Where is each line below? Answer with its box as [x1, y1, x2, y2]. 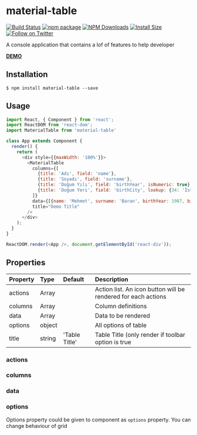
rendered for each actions [94, 292, 167, 301]
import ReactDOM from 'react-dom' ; [6, 122, 93, 128]
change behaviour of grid [6, 422, 67, 429]
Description [94, 275, 128, 283]
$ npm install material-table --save [6, 85, 98, 91]
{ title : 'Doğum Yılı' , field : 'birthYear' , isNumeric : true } [37, 182, 191, 188]
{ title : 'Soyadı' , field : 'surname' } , [37, 176, 133, 183]
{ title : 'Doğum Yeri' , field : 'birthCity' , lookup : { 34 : [37, 187, 180, 193]
